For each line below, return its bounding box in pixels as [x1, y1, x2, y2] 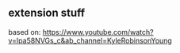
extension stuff [8, 6, 86, 20]
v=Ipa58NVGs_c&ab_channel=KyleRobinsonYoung [8, 36, 172, 45]
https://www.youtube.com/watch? [42, 27, 154, 36]
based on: [8, 27, 41, 36]
